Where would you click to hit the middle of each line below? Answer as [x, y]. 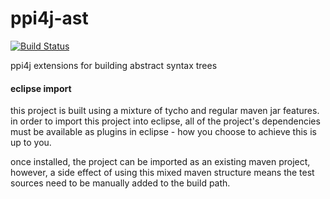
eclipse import [41, 88]
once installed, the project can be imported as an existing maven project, [160, 162]
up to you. [31, 143]
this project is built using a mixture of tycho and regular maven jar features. [165, 111]
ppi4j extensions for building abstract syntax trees [114, 65]
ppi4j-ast [49, 18]
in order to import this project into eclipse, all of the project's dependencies [165, 121]
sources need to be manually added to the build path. [120, 183]
